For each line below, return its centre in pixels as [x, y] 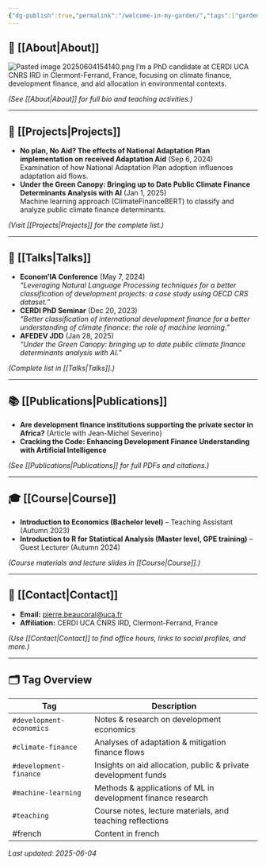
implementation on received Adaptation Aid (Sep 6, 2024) [116, 159]
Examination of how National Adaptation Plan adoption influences [126, 168]
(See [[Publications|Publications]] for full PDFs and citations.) [109, 465]
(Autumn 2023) [44, 530]
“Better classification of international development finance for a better [135, 319]
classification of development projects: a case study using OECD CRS [134, 294]
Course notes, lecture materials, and [162, 811]
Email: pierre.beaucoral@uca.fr [71, 614]
